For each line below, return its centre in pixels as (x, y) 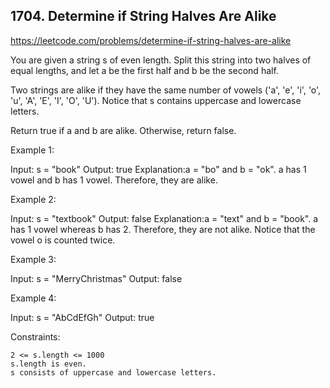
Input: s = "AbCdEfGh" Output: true (82, 317)
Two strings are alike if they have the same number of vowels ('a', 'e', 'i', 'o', (166, 90)
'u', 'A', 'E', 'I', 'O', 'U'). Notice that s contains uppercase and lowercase (156, 100)
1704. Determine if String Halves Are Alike (143, 16)
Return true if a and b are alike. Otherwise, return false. (123, 130)
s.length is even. (48, 364)
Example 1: (32, 150)
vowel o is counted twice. (63, 240)
